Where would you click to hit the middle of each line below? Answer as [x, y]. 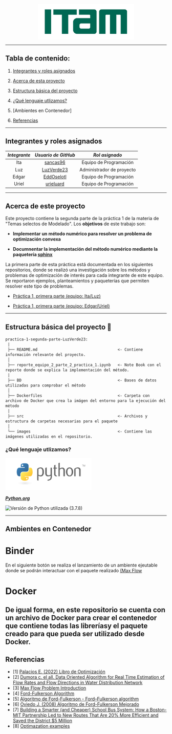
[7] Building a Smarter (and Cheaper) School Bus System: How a [81, 710]
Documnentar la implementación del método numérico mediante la [85, 249]
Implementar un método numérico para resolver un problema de [82, 234]
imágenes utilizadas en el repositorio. [49, 437]
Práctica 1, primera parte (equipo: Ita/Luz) [57, 296]
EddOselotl [55, 177]
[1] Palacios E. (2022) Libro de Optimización [59, 672]
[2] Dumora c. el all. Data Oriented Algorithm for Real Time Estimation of [89, 677]
